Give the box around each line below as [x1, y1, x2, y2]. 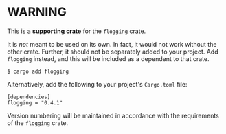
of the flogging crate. [7, 118, 69, 127]
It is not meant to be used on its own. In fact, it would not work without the [7, 40, 217, 48]
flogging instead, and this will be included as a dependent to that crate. [7, 54, 210, 63]
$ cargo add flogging [7, 68, 69, 75]
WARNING [7, 4, 67, 20]
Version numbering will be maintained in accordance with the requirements [7, 111, 220, 120]
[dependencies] [7, 93, 51, 100]
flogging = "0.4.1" [7, 99, 63, 107]
